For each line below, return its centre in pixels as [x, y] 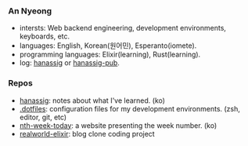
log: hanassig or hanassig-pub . [69, 63]
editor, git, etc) [43, 117]
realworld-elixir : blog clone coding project [87, 133]
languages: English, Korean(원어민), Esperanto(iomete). [108, 46]
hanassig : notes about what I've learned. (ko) [92, 100]
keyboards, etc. [45, 36]
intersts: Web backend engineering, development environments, [123, 28]
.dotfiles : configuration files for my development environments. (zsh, [130, 108]
